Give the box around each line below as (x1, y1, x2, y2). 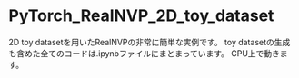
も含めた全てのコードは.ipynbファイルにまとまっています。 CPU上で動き (8, 47, 281, 59)
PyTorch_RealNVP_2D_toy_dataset (8, 5, 274, 26)
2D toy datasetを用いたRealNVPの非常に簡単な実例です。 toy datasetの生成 (8, 36, 291, 47)
